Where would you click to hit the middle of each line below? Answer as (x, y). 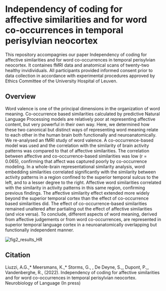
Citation (18, 255)
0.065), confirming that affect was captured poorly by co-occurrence (76, 161)
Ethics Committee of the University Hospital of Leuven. (61, 81)
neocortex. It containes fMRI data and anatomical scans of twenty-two (77, 65)
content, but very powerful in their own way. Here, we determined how (78, 124)
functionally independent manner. (40, 230)
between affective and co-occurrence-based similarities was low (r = (76, 156)
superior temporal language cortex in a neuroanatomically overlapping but (81, 224)
